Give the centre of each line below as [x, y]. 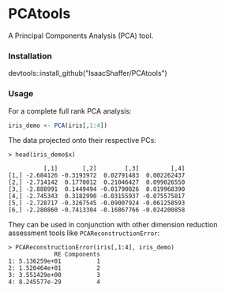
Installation [30, 56]
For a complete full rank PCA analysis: [70, 110]
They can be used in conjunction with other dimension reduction [113, 225]
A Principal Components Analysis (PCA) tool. [81, 36]
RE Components [77, 255]
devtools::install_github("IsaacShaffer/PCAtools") [88, 73]
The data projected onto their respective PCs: [82, 140]
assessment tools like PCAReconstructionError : [84, 233]
